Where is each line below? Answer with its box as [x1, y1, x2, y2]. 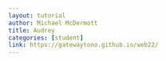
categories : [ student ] [8, 33, 84, 42]
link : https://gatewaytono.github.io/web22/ [8, 41, 159, 49]
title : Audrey [8, 26, 56, 34]
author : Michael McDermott [8, 19, 98, 27]
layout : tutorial [8, 11, 66, 20]
